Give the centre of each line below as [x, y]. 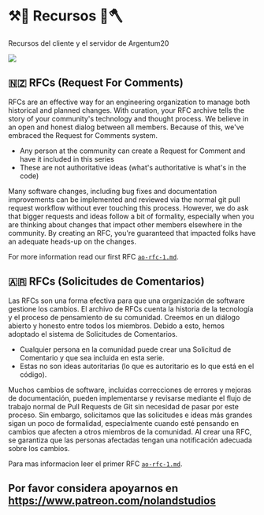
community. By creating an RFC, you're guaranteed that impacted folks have [132, 233]
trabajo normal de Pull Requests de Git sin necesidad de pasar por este [123, 406]
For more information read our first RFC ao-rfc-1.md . [93, 256]
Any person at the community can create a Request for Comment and [132, 151]
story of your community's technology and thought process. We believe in [128, 118]
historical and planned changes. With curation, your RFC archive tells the [126, 110]
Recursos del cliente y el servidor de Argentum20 [89, 43]
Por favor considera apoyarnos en [93, 488]
